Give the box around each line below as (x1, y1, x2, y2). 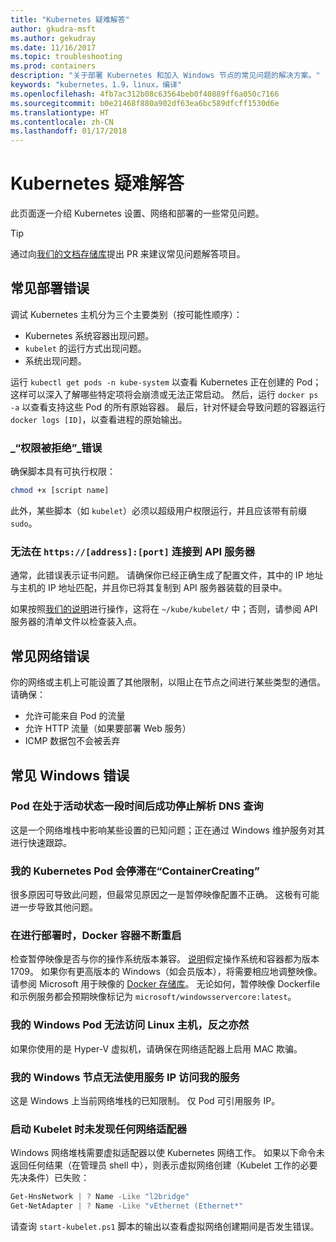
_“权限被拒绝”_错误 (10, 441, 103, 455)
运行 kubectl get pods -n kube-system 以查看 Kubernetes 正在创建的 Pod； (10, 376, 322, 388)
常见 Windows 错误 (10, 767, 130, 784)
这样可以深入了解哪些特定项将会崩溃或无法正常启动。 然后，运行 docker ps (10, 388, 319, 400)
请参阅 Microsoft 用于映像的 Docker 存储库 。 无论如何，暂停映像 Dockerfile (10, 978, 321, 990)
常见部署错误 (10, 280, 90, 297)
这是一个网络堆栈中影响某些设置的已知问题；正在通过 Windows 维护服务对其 (10, 824, 325, 836)
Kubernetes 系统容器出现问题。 (24, 329, 155, 341)
